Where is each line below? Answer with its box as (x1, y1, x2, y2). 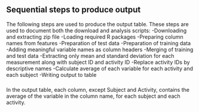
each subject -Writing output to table (6, 71, 97, 78)
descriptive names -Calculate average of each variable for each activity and (6, 65, 193, 72)
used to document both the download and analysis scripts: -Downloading (6, 27, 187, 34)
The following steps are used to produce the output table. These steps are (6, 20, 189, 27)
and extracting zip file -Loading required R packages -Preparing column (6, 33, 183, 41)
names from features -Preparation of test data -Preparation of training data (6, 39, 191, 46)
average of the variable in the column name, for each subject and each (6, 92, 180, 99)
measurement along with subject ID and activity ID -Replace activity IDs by (6, 58, 190, 66)
